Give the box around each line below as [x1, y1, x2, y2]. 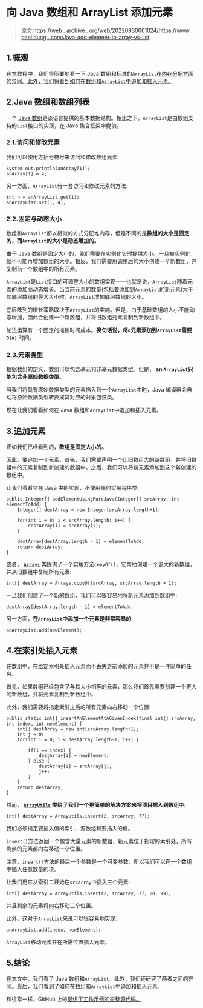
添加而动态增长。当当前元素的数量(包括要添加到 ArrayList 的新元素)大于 [16, 285, 193, 293]
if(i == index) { [28, 747, 71, 753]
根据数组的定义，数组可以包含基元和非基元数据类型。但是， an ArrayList [6, 365, 188, 373]
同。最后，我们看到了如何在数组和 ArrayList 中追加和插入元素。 [6, 983, 163, 990]
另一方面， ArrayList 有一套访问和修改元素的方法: [6, 182, 128, 189]
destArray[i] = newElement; [38, 753, 110, 759]
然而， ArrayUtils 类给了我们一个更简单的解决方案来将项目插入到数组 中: [6, 801, 186, 809]
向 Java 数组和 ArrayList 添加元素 [6, 5, 173, 19]
